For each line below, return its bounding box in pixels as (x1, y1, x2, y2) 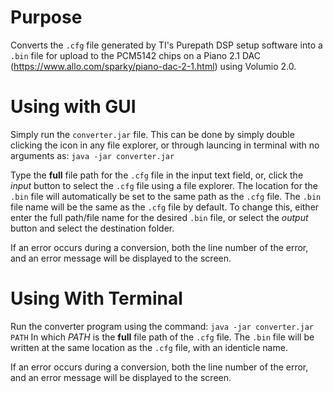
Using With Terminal (10, 287, 183, 310)
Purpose (10, 6, 83, 29)
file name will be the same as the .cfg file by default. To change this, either (10, 201, 320, 213)
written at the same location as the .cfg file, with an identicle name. (10, 341, 288, 353)
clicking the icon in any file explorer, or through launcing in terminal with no (10, 139, 320, 151)
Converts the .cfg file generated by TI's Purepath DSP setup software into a (10, 39, 323, 51)
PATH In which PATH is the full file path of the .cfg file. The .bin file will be (10, 331, 315, 343)
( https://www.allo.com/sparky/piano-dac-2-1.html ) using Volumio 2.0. (10, 60, 297, 72)
